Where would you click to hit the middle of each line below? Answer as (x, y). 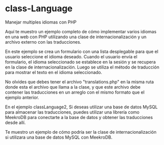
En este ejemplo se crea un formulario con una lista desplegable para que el (82, 51)
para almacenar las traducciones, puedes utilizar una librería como (72, 112)
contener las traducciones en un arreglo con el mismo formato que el (75, 92)
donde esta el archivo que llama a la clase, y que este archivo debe (73, 87)
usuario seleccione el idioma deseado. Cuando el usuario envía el (71, 56)
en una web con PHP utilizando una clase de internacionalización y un (76, 37)
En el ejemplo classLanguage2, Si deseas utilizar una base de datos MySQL (82, 107)
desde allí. (15, 122)
